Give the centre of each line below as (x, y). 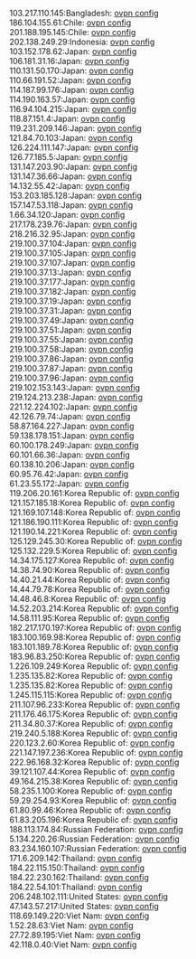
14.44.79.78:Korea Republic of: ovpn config (89, 589)
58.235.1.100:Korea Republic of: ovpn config (91, 791)
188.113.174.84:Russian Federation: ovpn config (96, 829)
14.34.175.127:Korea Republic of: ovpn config (92, 560)
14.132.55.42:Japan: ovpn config (70, 186)
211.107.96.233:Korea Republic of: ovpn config (95, 705)
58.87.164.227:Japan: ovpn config (72, 426)
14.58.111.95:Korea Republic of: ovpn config (89, 618)
